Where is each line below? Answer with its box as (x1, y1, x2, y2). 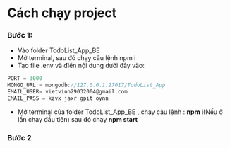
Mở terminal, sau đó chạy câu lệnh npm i (17, 54, 136, 62)
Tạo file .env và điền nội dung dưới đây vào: (17, 62, 145, 70)
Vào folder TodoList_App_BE (17, 46, 100, 55)
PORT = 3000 (7, 75, 42, 82)
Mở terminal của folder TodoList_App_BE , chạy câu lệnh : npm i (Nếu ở (17, 108, 224, 116)
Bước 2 (7, 132, 32, 142)
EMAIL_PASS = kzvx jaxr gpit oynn (7, 95, 109, 102)
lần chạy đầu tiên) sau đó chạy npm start (17, 115, 138, 123)
